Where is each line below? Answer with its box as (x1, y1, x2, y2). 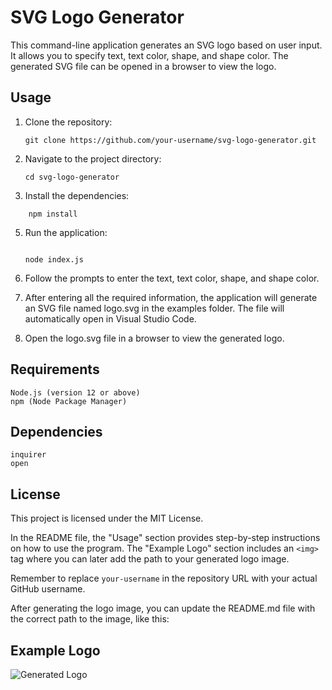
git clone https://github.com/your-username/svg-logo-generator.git (24, 135, 317, 145)
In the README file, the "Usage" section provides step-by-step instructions (10, 532, 321, 544)
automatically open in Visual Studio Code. (24, 312, 197, 325)
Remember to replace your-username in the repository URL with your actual (10, 572, 318, 585)
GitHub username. (10, 583, 86, 595)
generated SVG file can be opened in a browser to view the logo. (10, 60, 277, 72)
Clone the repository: (24, 116, 113, 128)
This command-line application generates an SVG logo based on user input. (10, 39, 323, 51)
